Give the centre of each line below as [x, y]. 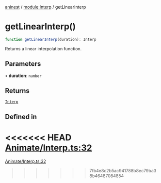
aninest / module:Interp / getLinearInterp [46, 7]
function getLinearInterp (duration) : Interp [51, 39]
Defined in [21, 116]
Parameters [23, 64]
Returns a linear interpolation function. [43, 48]
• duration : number [24, 76]
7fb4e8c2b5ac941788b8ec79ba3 [123, 170]
